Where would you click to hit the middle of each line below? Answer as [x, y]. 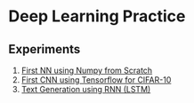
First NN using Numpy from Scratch [87, 70]
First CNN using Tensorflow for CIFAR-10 [96, 80]
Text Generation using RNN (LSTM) [86, 89]
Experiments [44, 49]
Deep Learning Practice [97, 16]
